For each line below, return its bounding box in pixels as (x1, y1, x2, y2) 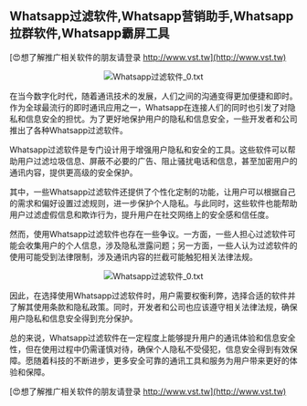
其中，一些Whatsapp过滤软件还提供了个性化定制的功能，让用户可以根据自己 (9, 186, 296, 197)
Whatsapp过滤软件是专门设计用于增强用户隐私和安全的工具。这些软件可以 (9, 144, 288, 155)
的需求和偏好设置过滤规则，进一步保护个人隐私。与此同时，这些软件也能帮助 (9, 197, 298, 208)
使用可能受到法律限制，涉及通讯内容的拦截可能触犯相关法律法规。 (9, 251, 258, 262)
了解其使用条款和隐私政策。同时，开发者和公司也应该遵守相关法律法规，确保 (9, 301, 298, 312)
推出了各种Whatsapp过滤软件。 (9, 124, 128, 135)
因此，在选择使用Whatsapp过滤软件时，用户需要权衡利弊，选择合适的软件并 (9, 290, 296, 301)
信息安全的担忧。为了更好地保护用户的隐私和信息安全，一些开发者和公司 (25, 113, 298, 124)
